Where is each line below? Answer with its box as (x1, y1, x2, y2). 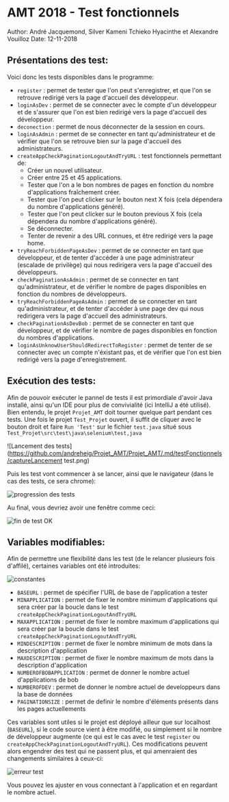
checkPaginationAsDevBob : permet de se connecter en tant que (16, 318, 195, 327)
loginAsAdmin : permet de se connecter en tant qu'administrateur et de (16, 129, 215, 138)
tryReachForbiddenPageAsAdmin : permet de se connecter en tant (16, 297, 198, 305)
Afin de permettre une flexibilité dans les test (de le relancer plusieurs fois (7, 555, 215, 563)
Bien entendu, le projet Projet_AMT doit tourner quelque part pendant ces (7, 408, 212, 416)
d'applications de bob (16, 676, 79, 684)
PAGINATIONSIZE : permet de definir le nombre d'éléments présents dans (16, 697, 219, 706)
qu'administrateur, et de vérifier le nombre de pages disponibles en (16, 282, 207, 290)
